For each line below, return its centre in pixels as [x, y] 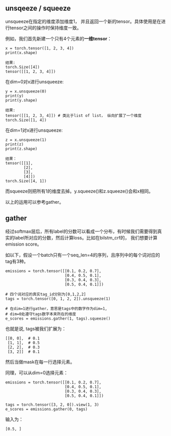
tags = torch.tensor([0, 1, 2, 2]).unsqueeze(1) [58, 299]
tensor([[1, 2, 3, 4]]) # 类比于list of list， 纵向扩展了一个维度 [74, 115]
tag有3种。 [17, 261]
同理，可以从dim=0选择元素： [37, 373]
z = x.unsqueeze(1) [26, 140]
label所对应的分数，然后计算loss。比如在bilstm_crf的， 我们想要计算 [86, 237]
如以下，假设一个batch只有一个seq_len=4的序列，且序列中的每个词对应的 [83, 255]
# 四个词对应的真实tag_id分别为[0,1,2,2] [46, 294]
